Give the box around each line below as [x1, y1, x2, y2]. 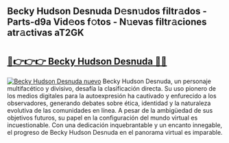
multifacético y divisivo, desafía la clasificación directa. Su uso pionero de [7, 85, 217, 92]
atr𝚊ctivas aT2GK [7, 27, 84, 38]
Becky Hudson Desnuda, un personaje [102, 77, 211, 85]
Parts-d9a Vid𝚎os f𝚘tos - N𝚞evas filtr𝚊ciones [7, 16, 207, 28]
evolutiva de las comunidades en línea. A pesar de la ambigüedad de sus [7, 107, 213, 114]
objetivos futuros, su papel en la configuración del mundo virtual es [7, 113, 198, 122]
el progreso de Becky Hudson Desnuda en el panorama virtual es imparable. [7, 129, 223, 136]
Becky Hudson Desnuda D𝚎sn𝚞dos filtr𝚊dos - [7, 5, 207, 17]
